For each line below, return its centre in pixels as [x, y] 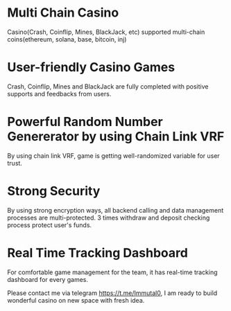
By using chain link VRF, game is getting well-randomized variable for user [113, 155]
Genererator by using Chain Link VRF [116, 137]
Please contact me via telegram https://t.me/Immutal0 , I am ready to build [112, 293]
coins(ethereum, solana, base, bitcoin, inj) [67, 39]
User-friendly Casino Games [91, 68]
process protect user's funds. [50, 225]
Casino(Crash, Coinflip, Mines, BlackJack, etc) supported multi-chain [106, 32]
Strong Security [54, 191]
